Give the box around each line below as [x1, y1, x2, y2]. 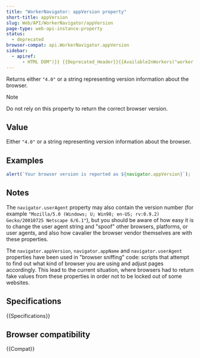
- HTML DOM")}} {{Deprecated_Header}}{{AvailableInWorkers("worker [21, 59, 194, 65]
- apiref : [11, 53, 36, 59]
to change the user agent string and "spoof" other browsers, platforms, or [6, 223, 188, 230]
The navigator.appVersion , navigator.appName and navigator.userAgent [6, 247, 182, 254]
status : [6, 31, 26, 37]
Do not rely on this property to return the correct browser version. [6, 105, 168, 112]
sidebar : [6, 48, 28, 54]
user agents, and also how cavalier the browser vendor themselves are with [6, 229, 192, 236]
